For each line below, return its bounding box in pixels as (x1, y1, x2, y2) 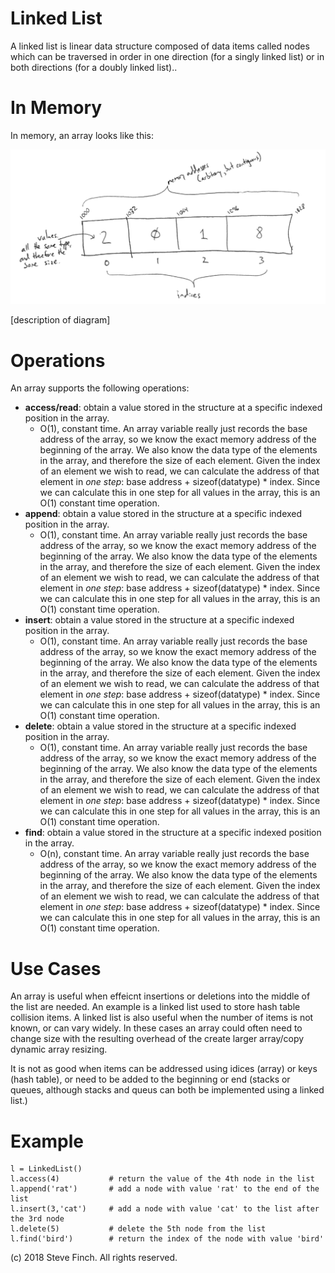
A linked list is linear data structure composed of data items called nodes (10, 40, 310, 52)
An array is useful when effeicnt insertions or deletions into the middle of (10, 990, 311, 1002)
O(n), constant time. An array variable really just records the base (39, 848, 310, 860)
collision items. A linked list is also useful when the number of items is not (10, 1012, 314, 1024)
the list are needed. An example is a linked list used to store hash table (10, 1001, 301, 1013)
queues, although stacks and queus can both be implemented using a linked (10, 1084, 325, 1096)
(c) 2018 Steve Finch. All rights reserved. (10, 1252, 178, 1264)
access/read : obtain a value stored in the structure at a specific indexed (24, 402, 323, 414)
